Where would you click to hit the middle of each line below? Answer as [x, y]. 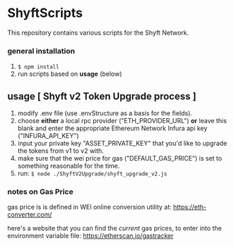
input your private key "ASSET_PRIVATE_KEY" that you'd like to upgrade [122, 144]
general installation [41, 51]
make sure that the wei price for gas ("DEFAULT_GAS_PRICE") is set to [120, 159]
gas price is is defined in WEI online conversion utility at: [89, 207]
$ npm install [38, 67]
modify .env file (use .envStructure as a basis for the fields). [105, 113]
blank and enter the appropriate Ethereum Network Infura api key [112, 128]
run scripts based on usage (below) [70, 74]
